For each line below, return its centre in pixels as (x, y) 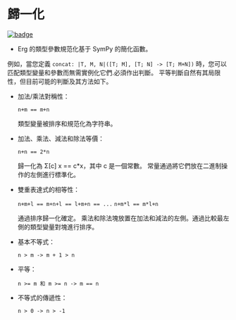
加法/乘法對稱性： (43, 96)
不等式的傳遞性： (42, 297)
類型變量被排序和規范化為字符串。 (67, 123)
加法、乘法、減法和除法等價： (61, 139)
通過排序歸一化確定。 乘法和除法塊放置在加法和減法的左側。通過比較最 (120, 218)
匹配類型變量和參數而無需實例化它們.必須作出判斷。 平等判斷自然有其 (108, 72)
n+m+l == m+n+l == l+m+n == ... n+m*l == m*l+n (88, 204)
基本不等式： (36, 242)
